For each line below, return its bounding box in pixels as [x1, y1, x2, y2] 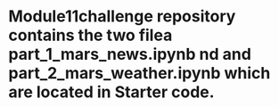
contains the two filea [8, 25, 173, 45]
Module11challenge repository [8, 6, 236, 27]
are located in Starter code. [8, 82, 215, 103]
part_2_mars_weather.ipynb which [8, 63, 271, 84]
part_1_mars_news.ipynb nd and [8, 45, 251, 64]
